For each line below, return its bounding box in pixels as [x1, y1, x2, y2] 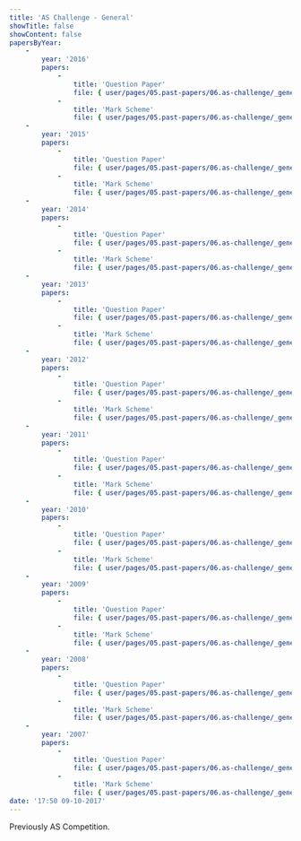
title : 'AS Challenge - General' [9, 13, 134, 22]
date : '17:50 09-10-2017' [9, 797, 106, 806]
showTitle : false [9, 22, 74, 30]
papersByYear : [9, 38, 63, 48]
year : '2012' [41, 355, 90, 364]
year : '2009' [41, 580, 90, 589]
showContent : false [9, 30, 82, 39]
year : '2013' [41, 280, 90, 289]
